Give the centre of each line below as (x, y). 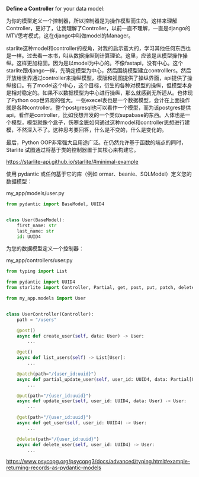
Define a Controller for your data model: (55, 9)
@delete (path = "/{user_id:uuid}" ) (58, 439)
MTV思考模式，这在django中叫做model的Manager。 (70, 36)
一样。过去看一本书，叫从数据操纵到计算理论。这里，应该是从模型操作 (97, 55)
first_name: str (37, 225)
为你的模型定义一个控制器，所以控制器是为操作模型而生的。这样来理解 (92, 21)
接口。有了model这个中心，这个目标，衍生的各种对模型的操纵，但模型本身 (102, 85)
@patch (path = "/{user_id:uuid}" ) (57, 374)
